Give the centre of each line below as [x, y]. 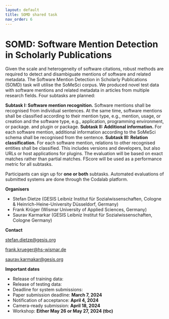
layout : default [22, 10]
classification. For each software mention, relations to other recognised [80, 143]
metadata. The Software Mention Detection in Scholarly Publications [76, 80]
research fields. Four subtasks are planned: [50, 96]
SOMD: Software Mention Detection [82, 44]
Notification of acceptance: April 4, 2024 [55, 300]
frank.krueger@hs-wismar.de [36, 249]
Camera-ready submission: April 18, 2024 [56, 306]
